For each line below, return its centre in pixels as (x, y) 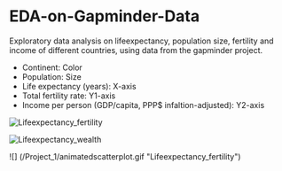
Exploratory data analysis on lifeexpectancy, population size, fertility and (141, 41)
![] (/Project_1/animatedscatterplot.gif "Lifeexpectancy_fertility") (125, 156)
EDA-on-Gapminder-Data (105, 16)
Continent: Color (52, 67)
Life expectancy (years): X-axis (79, 86)
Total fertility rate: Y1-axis (69, 96)
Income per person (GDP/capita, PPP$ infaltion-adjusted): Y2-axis (143, 105)
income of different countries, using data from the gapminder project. (136, 50)
